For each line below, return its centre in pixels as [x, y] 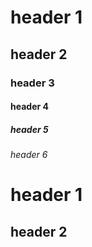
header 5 [29, 129]
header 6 [29, 155]
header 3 [32, 83]
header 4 [29, 107]
